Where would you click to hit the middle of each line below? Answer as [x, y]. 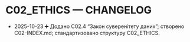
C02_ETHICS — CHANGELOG [78, 10]
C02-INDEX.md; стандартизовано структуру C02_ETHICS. [87, 33]
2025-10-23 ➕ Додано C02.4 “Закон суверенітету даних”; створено [99, 26]
